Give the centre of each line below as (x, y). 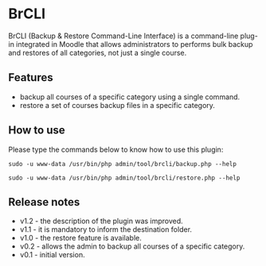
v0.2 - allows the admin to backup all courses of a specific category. (132, 246)
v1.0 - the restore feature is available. (80, 238)
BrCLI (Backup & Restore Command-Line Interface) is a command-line (123, 36)
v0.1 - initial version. (52, 255)
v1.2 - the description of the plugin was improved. (101, 221)
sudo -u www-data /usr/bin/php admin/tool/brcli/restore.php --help (124, 178)
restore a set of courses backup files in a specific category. (117, 105)
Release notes (44, 202)
